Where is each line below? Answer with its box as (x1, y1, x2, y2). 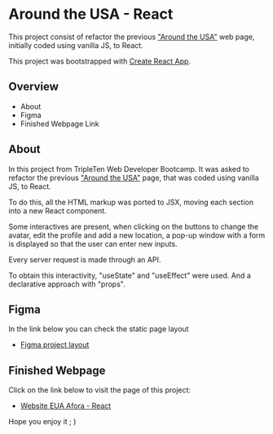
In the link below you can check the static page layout (8, 324, 189, 334)
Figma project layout (20, 340, 90, 350)
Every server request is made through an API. (8, 254, 161, 265)
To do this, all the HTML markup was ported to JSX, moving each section (8, 197, 254, 207)
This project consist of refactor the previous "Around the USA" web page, (8, 32, 255, 42)
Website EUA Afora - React (20, 401, 112, 411)
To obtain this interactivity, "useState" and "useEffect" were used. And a (8, 270, 251, 280)
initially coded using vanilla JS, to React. (8, 40, 144, 50)
